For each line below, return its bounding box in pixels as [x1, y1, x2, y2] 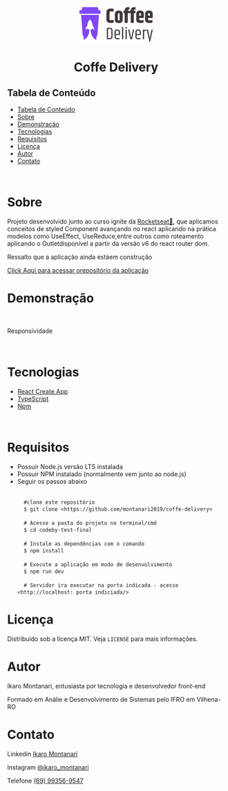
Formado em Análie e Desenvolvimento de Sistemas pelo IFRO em [7, 695, 196, 703]
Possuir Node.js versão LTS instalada [17, 462, 123, 471]
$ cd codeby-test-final [23, 526, 92, 534]
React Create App [17, 387, 68, 395]
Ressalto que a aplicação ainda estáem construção [7, 253, 153, 261]
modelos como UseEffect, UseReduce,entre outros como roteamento [7, 232, 204, 240]
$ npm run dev [23, 567, 64, 575]
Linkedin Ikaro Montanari [7, 749, 78, 758]
